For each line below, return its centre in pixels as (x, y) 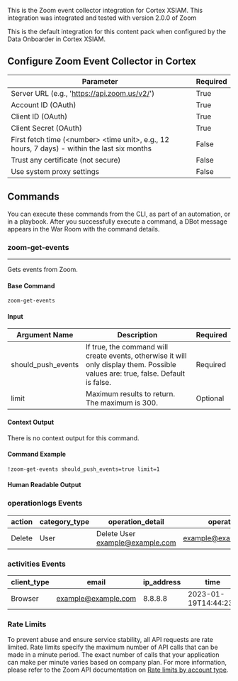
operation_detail (136, 521)
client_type (30, 582)
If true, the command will (127, 347)
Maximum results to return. (130, 394)
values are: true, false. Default (135, 374)
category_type (64, 521)
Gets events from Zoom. (42, 269)
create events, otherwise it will (136, 356)
